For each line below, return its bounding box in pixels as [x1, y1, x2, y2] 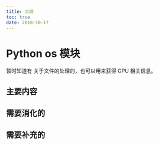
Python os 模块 [6, 47, 80, 60]
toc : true [6, 14, 31, 20]
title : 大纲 [6, 8, 34, 15]
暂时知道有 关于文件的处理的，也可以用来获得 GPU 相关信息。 [6, 67, 157, 74]
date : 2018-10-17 [6, 19, 49, 25]
